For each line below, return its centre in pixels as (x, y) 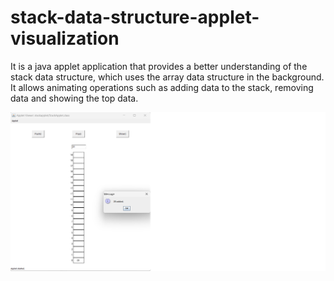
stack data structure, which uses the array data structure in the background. (167, 77)
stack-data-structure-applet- (135, 17)
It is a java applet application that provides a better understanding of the (159, 66)
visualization (65, 38)
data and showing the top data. (74, 98)
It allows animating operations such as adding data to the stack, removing (162, 87)
